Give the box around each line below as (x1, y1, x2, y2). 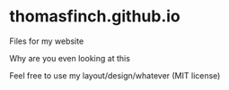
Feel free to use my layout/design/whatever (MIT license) (9, 70, 221, 81)
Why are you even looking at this (9, 53, 130, 63)
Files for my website (9, 36, 84, 46)
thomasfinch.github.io (9, 6, 181, 27)
